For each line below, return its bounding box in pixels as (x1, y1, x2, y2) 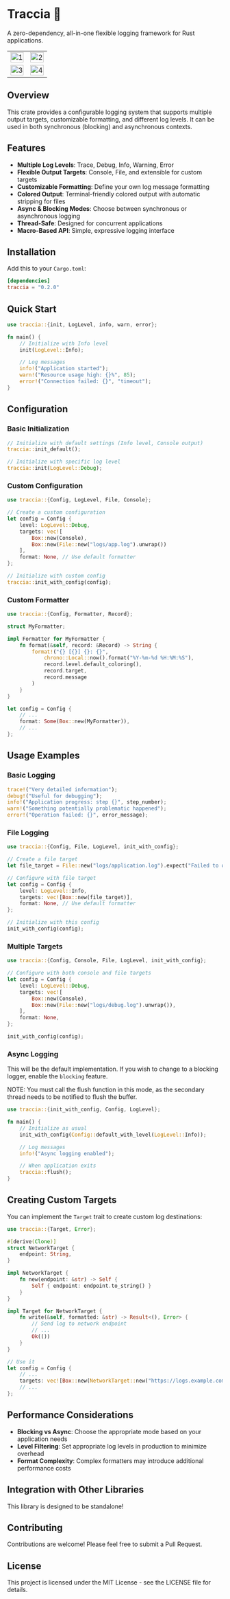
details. (7, 1586, 28, 1594)
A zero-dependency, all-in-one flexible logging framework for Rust (7, 29, 195, 37)
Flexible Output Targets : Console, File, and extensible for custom (16, 168, 203, 176)
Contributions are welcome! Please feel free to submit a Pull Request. (7, 1540, 203, 1548)
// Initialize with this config (7, 919, 99, 926)
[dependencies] (7, 277, 51, 284)
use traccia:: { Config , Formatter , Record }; (7, 611, 133, 617)
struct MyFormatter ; (7, 623, 66, 630)
